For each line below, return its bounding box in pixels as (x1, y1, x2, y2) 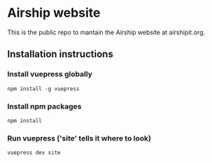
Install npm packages (7, 101, 82, 111)
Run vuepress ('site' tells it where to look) (7, 133, 152, 143)
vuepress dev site (7, 149, 61, 157)
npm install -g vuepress (7, 85, 80, 92)
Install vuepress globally (7, 69, 93, 79)
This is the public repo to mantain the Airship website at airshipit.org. (7, 28, 206, 36)
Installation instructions (7, 48, 113, 60)
